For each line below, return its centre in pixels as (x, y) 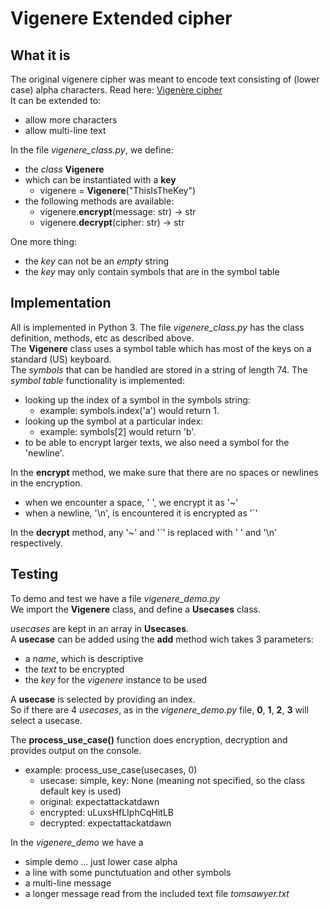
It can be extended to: (56, 100)
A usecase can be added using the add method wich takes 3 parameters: (162, 639)
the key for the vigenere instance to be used (116, 679)
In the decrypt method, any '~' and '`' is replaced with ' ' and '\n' (144, 532)
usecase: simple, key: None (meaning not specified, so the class (172, 780)
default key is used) (80, 791)
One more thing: (44, 241)
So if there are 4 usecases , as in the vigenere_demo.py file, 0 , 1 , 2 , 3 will (160, 709)
